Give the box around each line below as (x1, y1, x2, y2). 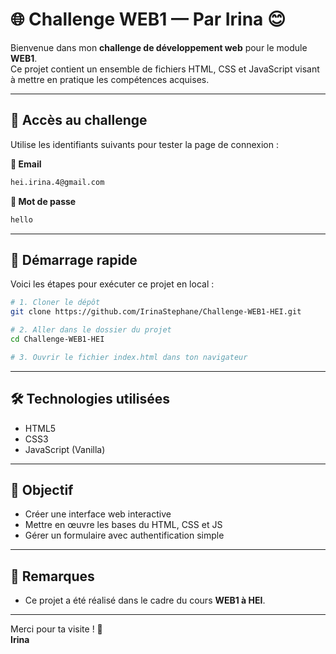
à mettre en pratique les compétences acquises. (10, 73, 210, 85)
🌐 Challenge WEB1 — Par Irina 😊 (10, 8, 287, 31)
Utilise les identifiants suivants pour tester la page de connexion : (10, 138, 279, 150)
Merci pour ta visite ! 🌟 (10, 623, 103, 635)
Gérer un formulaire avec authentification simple (24, 529, 225, 542)
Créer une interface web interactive (24, 508, 172, 520)
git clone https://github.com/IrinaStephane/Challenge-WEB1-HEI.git (10, 307, 302, 317)
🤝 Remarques (10, 568, 95, 585)
